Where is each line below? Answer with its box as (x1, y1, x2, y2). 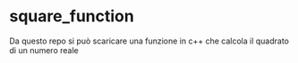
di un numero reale (9, 44, 79, 55)
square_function (9, 6, 134, 27)
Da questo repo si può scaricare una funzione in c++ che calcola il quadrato (9, 35, 289, 46)
